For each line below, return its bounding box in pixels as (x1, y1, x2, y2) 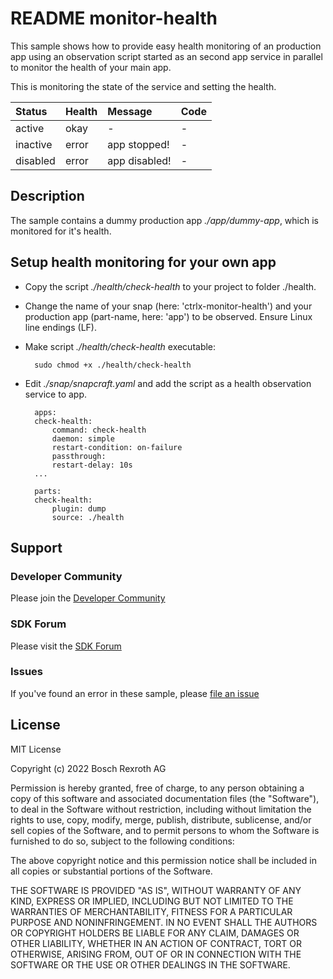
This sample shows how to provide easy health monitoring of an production (10, 40, 322, 52)
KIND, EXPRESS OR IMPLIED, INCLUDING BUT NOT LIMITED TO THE (10, 895, 294, 907)
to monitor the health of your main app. (10, 61, 172, 73)
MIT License (10, 743, 62, 755)
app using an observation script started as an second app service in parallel (10, 50, 323, 62)
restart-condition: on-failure (51, 442, 183, 452)
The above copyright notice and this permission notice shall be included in (10, 854, 317, 866)
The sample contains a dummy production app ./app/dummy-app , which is (10, 214, 319, 226)
